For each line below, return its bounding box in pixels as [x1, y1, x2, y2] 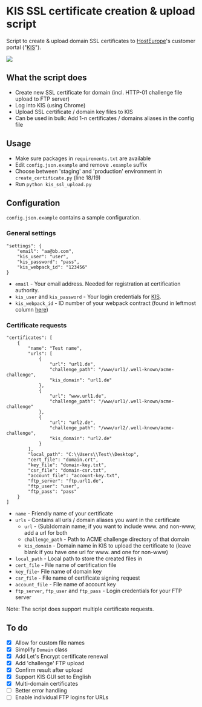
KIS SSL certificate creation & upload [6, 4, 195, 18]
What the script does [6, 73, 87, 83]
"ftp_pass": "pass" [28, 488, 77, 495]
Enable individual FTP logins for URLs [15, 694, 109, 701]
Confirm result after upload [15, 666, 83, 674]
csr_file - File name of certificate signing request [15, 574, 140, 581]
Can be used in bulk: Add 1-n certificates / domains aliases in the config [15, 114, 195, 122]
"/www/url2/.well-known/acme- [98, 424, 174, 431]
